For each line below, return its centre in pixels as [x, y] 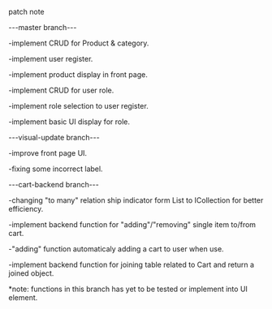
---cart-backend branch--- [54, 185]
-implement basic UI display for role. [69, 122]
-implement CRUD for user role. [61, 90]
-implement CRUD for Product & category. [79, 43]
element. [23, 298]
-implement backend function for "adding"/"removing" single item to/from [132, 225]
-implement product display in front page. [78, 75]
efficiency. [26, 209]
